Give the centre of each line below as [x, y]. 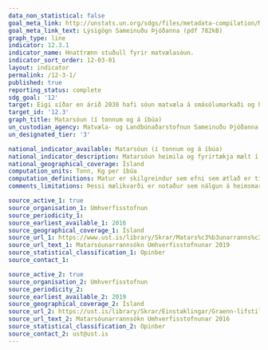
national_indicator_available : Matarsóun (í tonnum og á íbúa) [116, 149]
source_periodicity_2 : [46, 289]
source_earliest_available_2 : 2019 [67, 296]
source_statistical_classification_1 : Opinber [87, 253]
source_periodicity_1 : [46, 215]
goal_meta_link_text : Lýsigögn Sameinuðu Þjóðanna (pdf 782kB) [116, 30]
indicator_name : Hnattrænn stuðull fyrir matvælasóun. [101, 53]
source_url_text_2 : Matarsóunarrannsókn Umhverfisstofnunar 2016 [119, 319]
